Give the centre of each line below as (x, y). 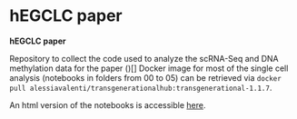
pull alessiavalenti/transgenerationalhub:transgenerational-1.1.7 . (141, 87)
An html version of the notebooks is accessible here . (108, 104)
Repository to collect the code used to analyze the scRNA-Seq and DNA (144, 58)
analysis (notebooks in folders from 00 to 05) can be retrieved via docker (145, 77)
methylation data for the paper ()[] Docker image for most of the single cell (149, 68)
